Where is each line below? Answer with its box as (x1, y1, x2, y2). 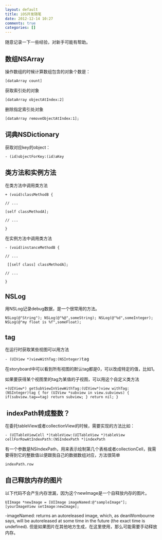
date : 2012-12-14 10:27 (5, 16, 54, 21)
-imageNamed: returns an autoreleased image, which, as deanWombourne (5, 512, 155, 519)
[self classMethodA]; (5, 209, 49, 214)
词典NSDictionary (5, 130, 60, 139)
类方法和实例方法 (5, 168, 56, 177)
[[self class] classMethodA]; (7, 262, 69, 267)
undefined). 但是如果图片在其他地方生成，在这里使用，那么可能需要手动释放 (5, 523, 157, 529)
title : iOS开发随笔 (5, 12, 42, 17)
